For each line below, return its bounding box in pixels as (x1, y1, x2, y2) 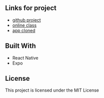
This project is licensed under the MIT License (5, 87, 100, 93)
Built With (5, 42, 36, 50)
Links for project (5, 4, 57, 12)
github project (12, 17, 41, 23)
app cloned (12, 27, 35, 33)
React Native (12, 55, 38, 61)
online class (12, 22, 37, 28)
